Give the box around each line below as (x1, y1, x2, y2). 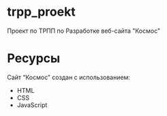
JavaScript (16, 100, 48, 109)
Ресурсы (7, 50, 61, 66)
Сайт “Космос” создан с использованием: (7, 73, 131, 81)
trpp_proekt (7, 4, 76, 20)
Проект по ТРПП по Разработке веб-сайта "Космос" (7, 27, 161, 35)
